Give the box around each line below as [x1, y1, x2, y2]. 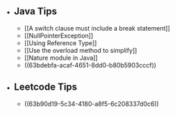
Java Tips [13, 6, 58, 17]
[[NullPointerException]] [24, 31, 94, 40]
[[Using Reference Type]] [24, 38, 97, 47]
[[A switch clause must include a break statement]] [24, 24, 170, 32]
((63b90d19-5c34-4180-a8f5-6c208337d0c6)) [24, 99, 160, 108]
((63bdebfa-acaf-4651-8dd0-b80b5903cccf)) [24, 60, 157, 69]
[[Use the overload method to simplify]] [24, 46, 137, 54]
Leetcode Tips [13, 81, 78, 93]
